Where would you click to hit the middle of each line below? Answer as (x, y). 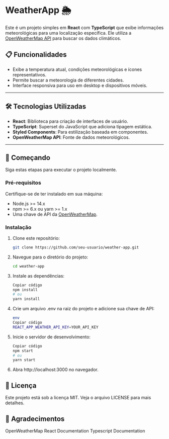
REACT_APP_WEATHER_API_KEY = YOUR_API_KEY (55, 327)
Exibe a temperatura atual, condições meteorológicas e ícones (77, 69)
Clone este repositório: (36, 238)
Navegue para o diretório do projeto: (50, 257)
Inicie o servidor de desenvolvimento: (51, 337)
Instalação (18, 227)
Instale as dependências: (38, 276)
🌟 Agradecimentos (35, 419)
